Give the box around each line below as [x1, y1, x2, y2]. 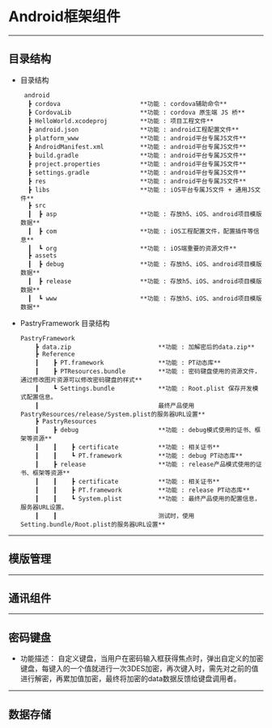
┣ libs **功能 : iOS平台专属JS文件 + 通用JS [28, 185, 255, 194]
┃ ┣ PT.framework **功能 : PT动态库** [35, 358, 221, 366]
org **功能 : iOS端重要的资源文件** [45, 244, 237, 252]
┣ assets [28, 252, 57, 260]
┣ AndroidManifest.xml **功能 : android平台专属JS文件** [28, 142, 247, 150]
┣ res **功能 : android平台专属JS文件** [28, 177, 247, 185]
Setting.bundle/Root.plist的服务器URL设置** [19, 520, 166, 528]
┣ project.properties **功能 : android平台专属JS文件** [28, 159, 247, 168]
